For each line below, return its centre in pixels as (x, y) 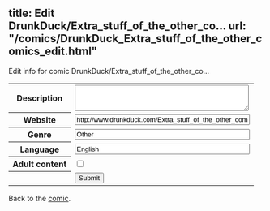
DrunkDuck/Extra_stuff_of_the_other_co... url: (127, 26)
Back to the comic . (40, 198)
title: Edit (32, 13)
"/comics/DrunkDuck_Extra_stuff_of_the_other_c (135, 39)
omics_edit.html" (53, 52)
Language (39, 149)
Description (40, 98)
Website (40, 120)
